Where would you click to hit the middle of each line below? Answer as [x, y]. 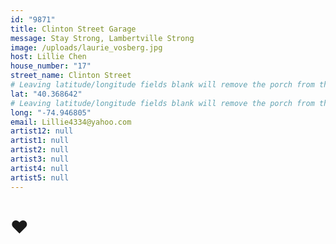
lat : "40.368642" [46, 94]
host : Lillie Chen [48, 57]
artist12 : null [42, 131]
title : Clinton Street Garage [73, 29]
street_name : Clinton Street [71, 76]
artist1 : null [40, 141]
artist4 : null [40, 168]
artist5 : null [40, 177]
